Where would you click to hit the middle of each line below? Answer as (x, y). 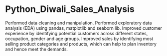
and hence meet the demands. (37, 49)
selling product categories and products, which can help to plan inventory (81, 44)
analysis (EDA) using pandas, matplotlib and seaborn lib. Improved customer (84, 28)
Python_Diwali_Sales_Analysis (70, 9)
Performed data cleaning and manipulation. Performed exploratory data (79, 23)
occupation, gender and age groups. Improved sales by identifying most (79, 39)
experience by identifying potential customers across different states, (77, 33)
